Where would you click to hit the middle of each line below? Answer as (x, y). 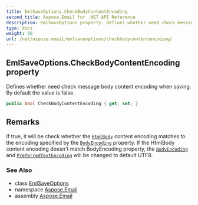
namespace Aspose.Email (46, 189)
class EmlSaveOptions (42, 183)
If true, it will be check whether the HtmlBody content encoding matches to (96, 136)
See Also (19, 170)
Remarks (23, 122)
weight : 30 (19, 34)
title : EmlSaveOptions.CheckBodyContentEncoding (67, 12)
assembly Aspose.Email (43, 196)
